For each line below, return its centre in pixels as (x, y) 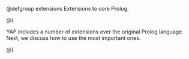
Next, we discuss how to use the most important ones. (73, 38)
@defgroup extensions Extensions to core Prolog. (67, 9)
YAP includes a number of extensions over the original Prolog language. (95, 32)
